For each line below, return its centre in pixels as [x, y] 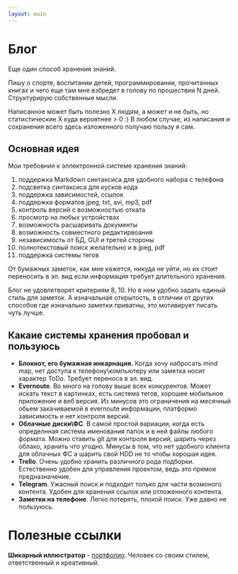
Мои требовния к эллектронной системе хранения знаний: [98, 166]
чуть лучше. [26, 313]
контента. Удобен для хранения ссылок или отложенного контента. [121, 492]
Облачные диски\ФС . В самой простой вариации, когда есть [111, 424]
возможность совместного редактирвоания [85, 232]
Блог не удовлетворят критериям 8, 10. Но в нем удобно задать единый [117, 290]
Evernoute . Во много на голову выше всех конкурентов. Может [114, 386]
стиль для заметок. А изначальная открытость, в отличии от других [111, 298]
